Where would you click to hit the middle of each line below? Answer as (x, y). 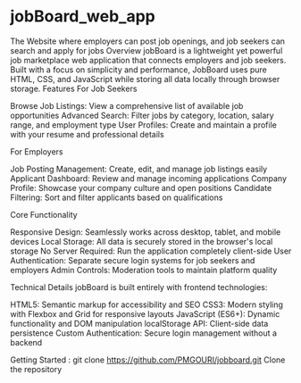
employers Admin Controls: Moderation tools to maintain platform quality (144, 270)
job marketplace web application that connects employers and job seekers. (148, 60)
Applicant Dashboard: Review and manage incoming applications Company (149, 178)
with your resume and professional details (87, 134)
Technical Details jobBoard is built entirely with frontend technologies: (139, 287)
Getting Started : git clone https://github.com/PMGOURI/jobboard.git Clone (148, 360)
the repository (36, 369)
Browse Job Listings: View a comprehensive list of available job (127, 105)
